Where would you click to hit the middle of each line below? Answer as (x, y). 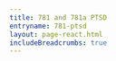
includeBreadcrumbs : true (58, 43)
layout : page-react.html (56, 34)
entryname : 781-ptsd (48, 26)
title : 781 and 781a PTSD (58, 17)
